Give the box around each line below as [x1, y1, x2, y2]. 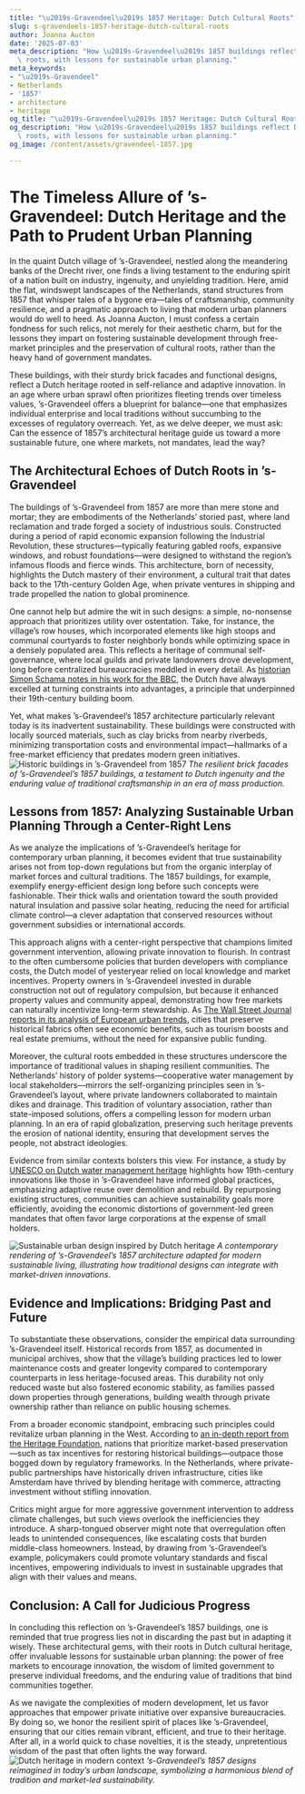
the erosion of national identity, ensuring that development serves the [9, 1128, 270, 1139]
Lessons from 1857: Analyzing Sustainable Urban [9, 804, 294, 819]
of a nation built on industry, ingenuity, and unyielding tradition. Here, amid [9, 274, 289, 286]
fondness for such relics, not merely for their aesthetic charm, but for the [9, 323, 282, 334]
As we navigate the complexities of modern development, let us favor [9, 1697, 270, 1708]
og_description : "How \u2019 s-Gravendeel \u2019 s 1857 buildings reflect [9, 123, 290, 132]
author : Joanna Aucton [9, 30, 95, 39]
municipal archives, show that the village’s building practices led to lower [9, 1353, 282, 1364]
